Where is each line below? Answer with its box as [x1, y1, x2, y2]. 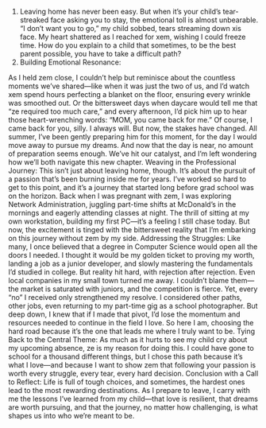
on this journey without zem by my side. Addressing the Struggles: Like [8, 234, 241, 243]
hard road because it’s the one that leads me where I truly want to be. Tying [8, 326, 256, 336]
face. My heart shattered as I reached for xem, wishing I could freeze [19, 32, 246, 41]
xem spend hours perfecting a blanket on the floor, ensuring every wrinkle [8, 90, 251, 99]
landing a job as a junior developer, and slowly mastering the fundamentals [8, 259, 253, 268]
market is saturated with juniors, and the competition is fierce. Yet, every [20, 284, 258, 294]
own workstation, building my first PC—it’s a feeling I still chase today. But [8, 216, 250, 226]
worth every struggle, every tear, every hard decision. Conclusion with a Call [8, 369, 259, 378]
